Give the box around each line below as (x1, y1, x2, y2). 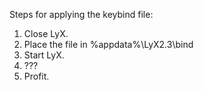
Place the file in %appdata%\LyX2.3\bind (23, 39, 194, 50)
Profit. (23, 70, 50, 82)
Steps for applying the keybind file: (9, 9, 154, 20)
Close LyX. (23, 28, 69, 39)
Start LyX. (23, 49, 65, 61)
